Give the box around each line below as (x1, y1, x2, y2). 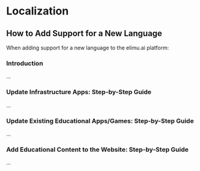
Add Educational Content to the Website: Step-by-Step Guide (6, 145, 189, 154)
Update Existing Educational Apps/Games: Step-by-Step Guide (6, 116, 194, 125)
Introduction (6, 59, 43, 67)
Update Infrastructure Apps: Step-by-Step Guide (6, 88, 152, 96)
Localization (6, 4, 69, 18)
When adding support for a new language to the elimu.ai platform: (6, 44, 169, 51)
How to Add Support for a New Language (6, 28, 162, 39)
